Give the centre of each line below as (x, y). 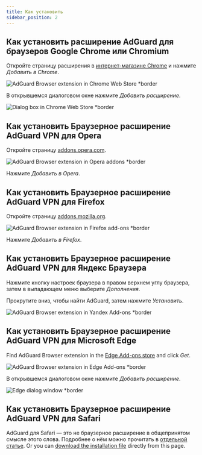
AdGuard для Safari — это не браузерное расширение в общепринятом (98, 433)
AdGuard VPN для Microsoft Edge (71, 341)
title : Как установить (35, 12)
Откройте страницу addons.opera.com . (56, 150)
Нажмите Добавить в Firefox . (44, 239)
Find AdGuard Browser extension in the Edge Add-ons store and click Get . (99, 355)
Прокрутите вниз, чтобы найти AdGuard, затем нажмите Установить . (95, 300)
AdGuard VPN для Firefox (55, 202)
